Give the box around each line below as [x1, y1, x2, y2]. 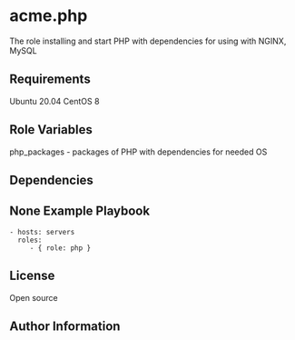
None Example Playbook [9, 204, 151, 219]
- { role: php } [29, 243, 92, 253]
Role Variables [9, 122, 93, 137]
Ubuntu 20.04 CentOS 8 [9, 95, 100, 106]
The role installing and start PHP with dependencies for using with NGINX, [9, 35, 287, 46]
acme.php [9, 5, 88, 26]
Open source [9, 292, 58, 303]
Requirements [9, 72, 91, 87]
